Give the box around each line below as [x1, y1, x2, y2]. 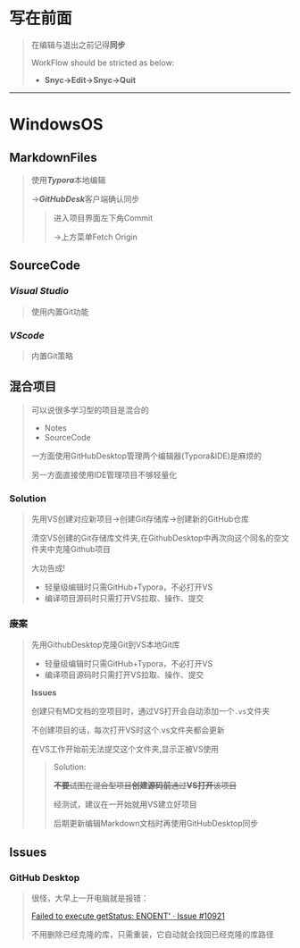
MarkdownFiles [9, 149, 98, 165]
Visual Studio [9, 285, 70, 298]
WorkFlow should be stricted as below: [30, 57, 175, 68]
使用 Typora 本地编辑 [30, 174, 106, 185]
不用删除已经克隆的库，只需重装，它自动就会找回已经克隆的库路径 [30, 929, 274, 940]
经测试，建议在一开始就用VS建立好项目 [53, 799, 198, 810]
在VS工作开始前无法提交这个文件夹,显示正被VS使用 [30, 743, 220, 755]
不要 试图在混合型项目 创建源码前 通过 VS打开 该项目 [53, 780, 237, 791]
